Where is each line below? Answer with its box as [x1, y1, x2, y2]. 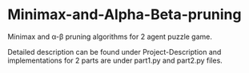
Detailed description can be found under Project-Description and [7, 47, 222, 56]
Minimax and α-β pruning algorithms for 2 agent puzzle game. [7, 32, 213, 41]
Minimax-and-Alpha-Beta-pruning [7, 6, 242, 24]
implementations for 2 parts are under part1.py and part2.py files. [7, 56, 223, 65]
